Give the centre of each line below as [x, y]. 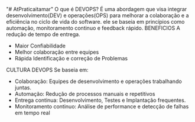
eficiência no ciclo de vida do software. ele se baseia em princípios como [95, 22]
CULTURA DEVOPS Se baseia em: [47, 70]
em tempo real [32, 113]
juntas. [23, 88]
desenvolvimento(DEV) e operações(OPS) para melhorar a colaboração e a [97, 15]
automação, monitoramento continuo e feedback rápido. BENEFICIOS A [93, 28]
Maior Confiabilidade [40, 46]
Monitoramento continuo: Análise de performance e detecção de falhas [102, 106]
